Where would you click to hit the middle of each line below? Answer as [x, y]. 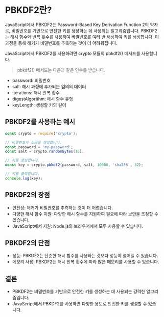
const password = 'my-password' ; [39, 147]
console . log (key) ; [24, 178]
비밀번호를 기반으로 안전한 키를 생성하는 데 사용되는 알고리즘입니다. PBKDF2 [84, 30]
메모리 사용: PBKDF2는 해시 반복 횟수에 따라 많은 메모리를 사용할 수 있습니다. [86, 262]
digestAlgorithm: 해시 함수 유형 [43, 99]
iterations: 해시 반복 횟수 [36, 92]
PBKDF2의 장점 [28, 195]
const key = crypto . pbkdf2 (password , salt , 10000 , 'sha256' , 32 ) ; [74, 165]
